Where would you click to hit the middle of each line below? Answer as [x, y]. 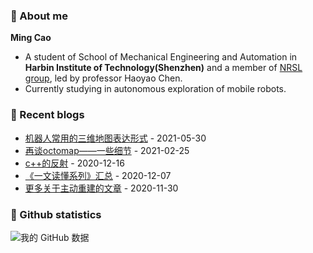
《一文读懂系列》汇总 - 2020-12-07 [98, 175]
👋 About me [39, 16]
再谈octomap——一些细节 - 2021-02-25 [107, 150]
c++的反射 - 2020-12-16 [74, 163]
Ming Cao [31, 38]
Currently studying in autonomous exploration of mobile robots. [155, 89]
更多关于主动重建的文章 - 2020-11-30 [101, 188]
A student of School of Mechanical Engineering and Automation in [161, 57]
